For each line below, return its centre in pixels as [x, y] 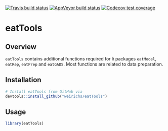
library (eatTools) [25, 123]
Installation [23, 80]
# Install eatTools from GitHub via [44, 91]
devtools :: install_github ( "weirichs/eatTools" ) [56, 96]
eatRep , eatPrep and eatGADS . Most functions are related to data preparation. [84, 64]
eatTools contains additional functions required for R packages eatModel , [81, 59]
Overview [21, 47]
